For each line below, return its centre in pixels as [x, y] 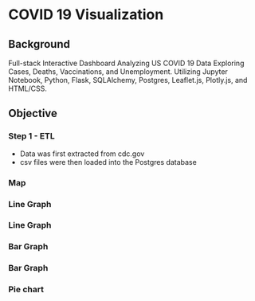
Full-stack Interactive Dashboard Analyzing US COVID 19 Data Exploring [126, 63]
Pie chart [26, 290]
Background [39, 44]
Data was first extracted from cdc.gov [82, 154]
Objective [33, 113]
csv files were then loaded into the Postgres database [108, 162]
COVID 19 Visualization [86, 15]
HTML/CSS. [28, 88]
